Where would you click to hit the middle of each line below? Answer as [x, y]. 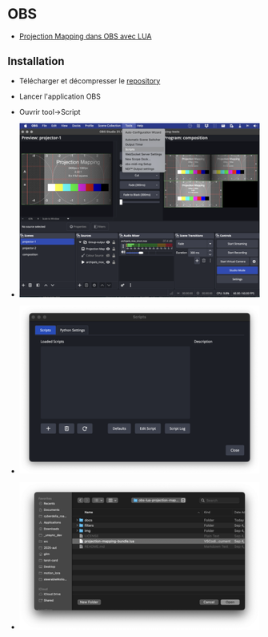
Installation [36, 61]
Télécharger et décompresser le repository [90, 80]
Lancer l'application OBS [60, 96]
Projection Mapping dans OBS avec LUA [86, 36]
